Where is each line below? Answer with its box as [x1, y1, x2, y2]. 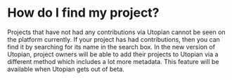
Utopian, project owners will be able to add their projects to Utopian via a [7, 50, 219, 58]
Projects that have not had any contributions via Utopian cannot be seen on [7, 28, 226, 36]
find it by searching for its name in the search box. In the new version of [7, 42, 216, 51]
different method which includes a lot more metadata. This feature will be [7, 57, 219, 65]
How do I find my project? [7, 5, 160, 21]
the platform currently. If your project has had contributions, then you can [7, 35, 220, 43]
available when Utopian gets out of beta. [7, 65, 124, 73]
